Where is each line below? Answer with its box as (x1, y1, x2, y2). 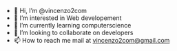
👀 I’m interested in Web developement (13, 14, 122, 22)
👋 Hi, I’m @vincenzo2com (13, 7, 87, 14)
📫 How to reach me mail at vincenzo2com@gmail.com (13, 37, 170, 44)
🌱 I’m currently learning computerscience (13, 21, 132, 29)
